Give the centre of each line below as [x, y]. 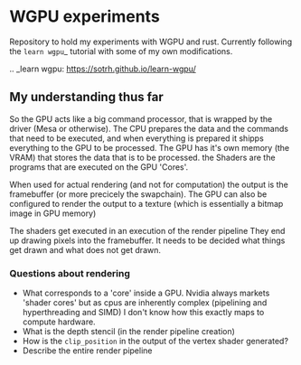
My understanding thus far [87, 97]
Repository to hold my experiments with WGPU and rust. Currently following [150, 42]
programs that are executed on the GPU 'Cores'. [99, 167]
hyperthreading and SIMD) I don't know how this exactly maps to [143, 313]
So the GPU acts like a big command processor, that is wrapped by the [141, 118]
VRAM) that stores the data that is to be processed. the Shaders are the [142, 157]
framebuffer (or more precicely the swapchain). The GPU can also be [138, 194]
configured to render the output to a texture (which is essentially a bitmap [146, 203]
